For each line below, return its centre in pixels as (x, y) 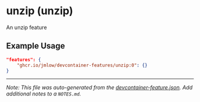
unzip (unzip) (40, 11)
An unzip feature (27, 27)
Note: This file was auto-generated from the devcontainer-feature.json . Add (99, 88)
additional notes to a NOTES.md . (44, 94)
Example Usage (36, 46)
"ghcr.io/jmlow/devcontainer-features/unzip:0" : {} (82, 65)
